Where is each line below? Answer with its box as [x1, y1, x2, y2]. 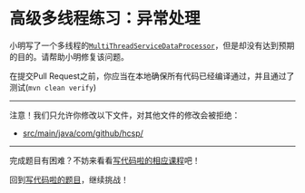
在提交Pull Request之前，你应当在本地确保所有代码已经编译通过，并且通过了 [9, 70, 295, 82]
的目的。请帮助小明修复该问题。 [9, 51, 129, 62]
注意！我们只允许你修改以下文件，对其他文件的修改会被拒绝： [9, 110, 241, 121]
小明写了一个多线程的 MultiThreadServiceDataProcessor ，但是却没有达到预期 [9, 40, 295, 51]
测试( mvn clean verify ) [9, 82, 97, 92]
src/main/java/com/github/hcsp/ [22, 128, 143, 139]
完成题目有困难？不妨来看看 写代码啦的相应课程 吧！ [9, 155, 201, 166]
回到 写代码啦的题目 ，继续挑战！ [9, 174, 129, 185]
